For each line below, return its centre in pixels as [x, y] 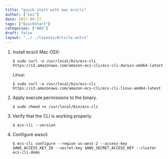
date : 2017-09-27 [23, 19]
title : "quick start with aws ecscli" [46, 10]
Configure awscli [30, 134]
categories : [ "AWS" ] [27, 28]
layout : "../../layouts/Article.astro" [47, 38]
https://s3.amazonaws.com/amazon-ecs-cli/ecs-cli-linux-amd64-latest [87, 88]
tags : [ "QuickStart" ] [28, 24]
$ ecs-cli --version [34, 125]
